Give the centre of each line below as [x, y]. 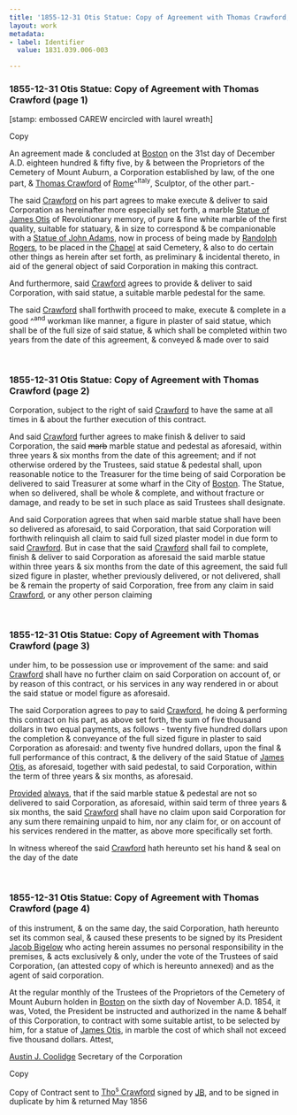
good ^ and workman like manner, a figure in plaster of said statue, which [140, 320]
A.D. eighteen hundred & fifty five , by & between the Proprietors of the [137, 163]
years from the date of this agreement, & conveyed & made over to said [139, 339]
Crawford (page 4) [50, 909]
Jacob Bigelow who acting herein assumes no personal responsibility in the [147, 947]
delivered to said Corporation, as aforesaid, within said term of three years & [148, 803]
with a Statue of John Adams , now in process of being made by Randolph [143, 238]
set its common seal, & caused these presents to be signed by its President [146, 937]
